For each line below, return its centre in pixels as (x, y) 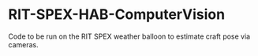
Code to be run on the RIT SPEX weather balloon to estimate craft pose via (129, 36)
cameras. (23, 44)
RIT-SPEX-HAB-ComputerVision (117, 15)
